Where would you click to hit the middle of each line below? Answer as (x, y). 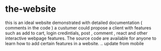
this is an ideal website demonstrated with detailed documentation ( (74, 23)
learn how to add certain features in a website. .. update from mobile (75, 43)
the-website (31, 9)
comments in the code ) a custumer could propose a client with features (78, 27)
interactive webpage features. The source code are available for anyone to (81, 38)
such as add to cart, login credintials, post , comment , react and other (76, 33)
